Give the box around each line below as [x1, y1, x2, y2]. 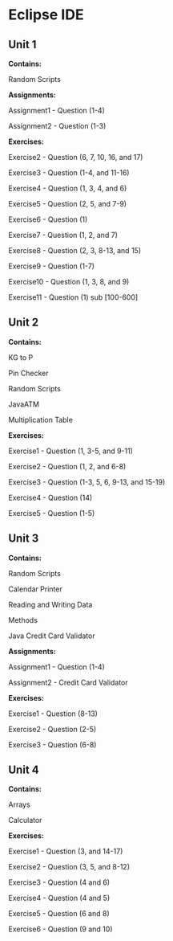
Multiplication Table [8, 415, 74, 424]
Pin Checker [8, 368, 50, 378]
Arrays [8, 800, 30, 809]
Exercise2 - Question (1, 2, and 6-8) [8, 461, 127, 471]
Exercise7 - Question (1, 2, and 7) [8, 231, 119, 239]
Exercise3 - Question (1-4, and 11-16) [8, 168, 130, 178]
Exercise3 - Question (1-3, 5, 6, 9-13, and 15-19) [8, 477, 166, 487]
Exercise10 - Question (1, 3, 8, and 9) [8, 277, 130, 286]
